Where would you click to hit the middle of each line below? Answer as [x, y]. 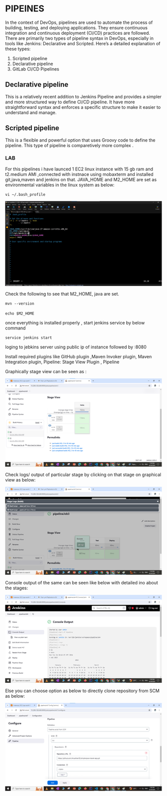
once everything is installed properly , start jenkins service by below [75, 323]
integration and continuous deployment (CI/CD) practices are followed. [78, 33]
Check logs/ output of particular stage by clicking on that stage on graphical [83, 475]
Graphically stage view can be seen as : [46, 372]
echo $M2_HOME [20, 314]
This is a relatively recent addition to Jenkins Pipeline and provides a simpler [83, 96]
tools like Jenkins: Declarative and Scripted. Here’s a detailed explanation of [83, 43]
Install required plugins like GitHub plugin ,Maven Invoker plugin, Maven [79, 357]
